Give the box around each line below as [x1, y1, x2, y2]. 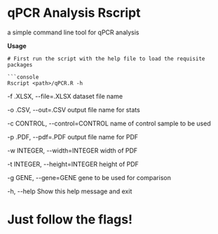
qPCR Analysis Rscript [7, 5, 141, 21]
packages [7, 61, 33, 68]
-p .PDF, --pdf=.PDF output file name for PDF [7, 132, 139, 141]
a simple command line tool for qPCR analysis [7, 28, 139, 36]
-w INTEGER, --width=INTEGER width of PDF [7, 146, 138, 155]
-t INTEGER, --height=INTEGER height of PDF [7, 160, 139, 168]
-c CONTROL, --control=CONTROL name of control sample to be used [7, 119, 212, 128]
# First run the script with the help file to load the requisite [7, 55, 205, 62]
